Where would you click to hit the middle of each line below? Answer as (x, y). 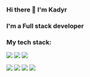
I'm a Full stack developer (45, 25)
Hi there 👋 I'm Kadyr (37, 10)
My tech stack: (29, 42)
